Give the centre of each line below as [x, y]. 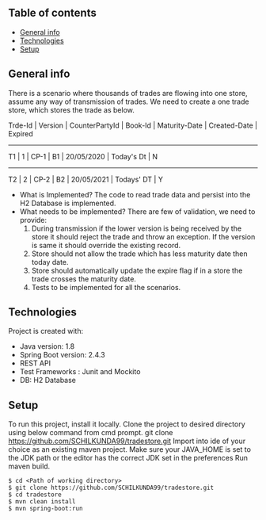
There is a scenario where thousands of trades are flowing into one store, [128, 93]
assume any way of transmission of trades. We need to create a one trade [129, 101]
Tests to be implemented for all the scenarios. [106, 287]
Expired [21, 133]
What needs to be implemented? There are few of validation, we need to [137, 211]
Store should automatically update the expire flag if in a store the [137, 270]
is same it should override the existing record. [106, 245]
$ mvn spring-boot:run [46, 509]
